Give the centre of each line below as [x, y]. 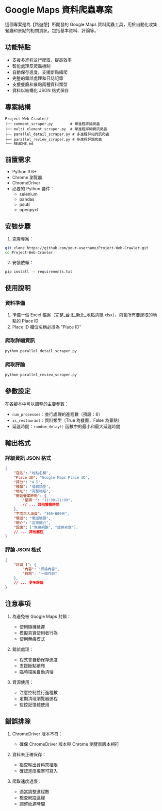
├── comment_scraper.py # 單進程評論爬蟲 [53, 124]
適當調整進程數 [34, 792]
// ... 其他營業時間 [41, 505]
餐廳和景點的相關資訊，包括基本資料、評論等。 [52, 30]
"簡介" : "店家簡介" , [32, 523]
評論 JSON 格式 [23, 550]
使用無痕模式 [32, 639]
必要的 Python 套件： [33, 189]
